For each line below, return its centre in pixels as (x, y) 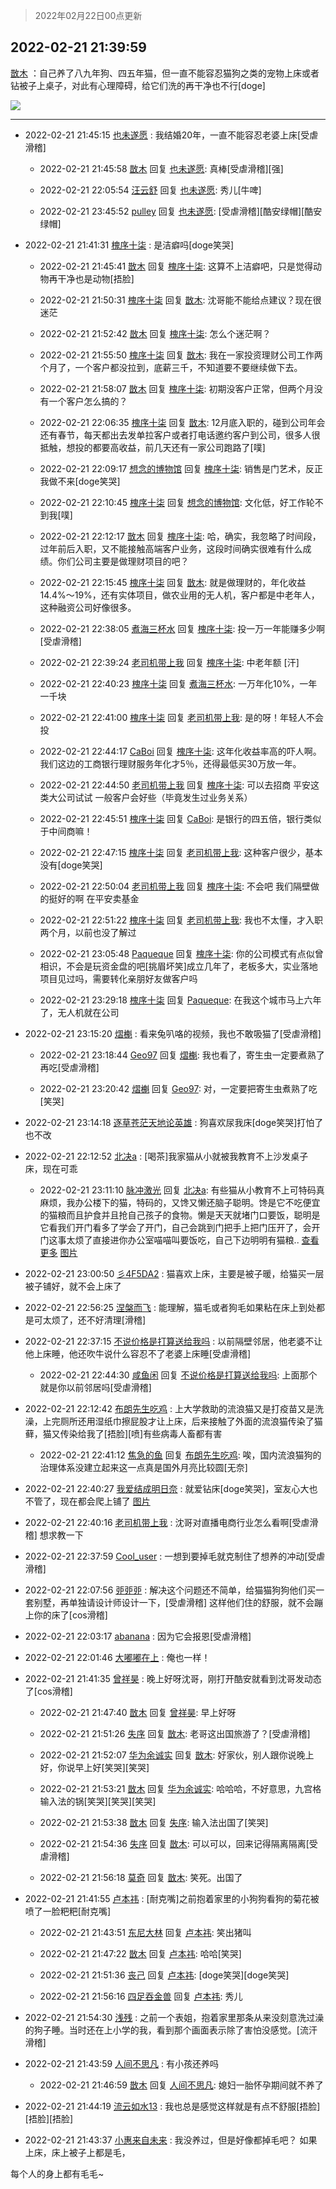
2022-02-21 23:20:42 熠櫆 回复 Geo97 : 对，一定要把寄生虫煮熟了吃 (178, 1088)
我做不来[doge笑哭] (80, 481)
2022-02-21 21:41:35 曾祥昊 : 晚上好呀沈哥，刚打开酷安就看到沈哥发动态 (173, 1678)
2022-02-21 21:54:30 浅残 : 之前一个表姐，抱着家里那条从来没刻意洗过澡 (174, 2017)
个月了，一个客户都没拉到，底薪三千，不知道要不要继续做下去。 (171, 367)
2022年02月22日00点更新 (88, 15)
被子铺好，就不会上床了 (73, 1286)
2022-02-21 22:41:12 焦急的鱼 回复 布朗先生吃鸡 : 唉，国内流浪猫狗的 (180, 1455)
